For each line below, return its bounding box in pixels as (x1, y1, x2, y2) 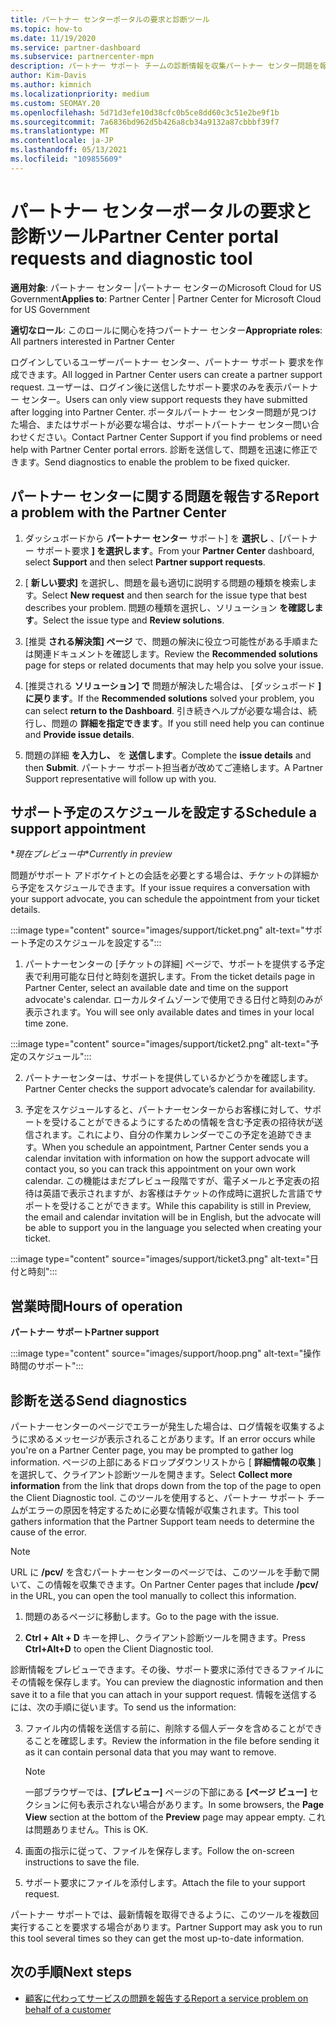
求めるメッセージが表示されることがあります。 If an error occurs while (27, 1432, 316, 1445)
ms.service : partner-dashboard (10, 42, 141, 53)
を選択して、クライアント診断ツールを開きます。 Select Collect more (10, 1468, 293, 1480)
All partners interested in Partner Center (10, 335, 175, 347)
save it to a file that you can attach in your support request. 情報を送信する (10, 1688, 318, 1700)
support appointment (10, 820, 147, 837)
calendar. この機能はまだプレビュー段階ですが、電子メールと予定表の (24, 1175, 312, 1187)
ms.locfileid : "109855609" (10, 154, 123, 164)
